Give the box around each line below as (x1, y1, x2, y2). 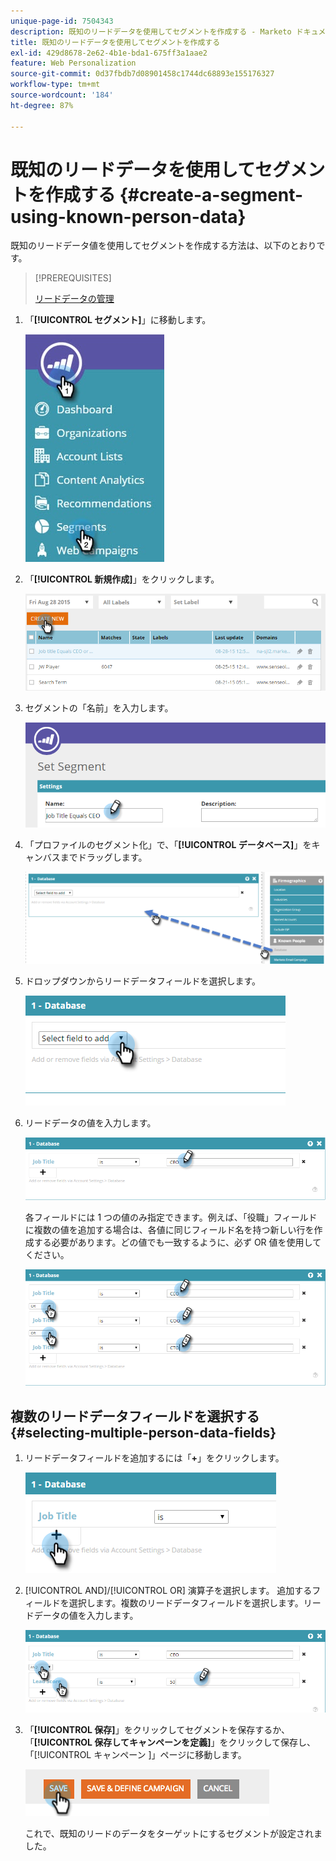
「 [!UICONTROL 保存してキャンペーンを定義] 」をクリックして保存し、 (24, 1736, 317, 1748)
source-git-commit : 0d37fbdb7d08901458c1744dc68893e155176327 (10, 69, 275, 79)
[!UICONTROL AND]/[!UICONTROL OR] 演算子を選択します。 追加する (24, 1585, 313, 1597)
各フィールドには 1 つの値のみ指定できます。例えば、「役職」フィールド (24, 1211, 318, 1224)
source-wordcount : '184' (10, 90, 114, 100)
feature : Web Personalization (10, 58, 137, 69)
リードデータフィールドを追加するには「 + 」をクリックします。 (24, 1452, 285, 1464)
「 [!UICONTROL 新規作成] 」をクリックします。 (24, 573, 220, 585)
